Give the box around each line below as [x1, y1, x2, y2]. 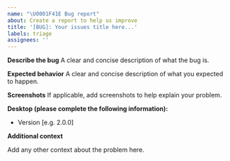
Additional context [7, 132, 64, 141]
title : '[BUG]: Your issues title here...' [7, 23, 138, 30]
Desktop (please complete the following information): [7, 105, 168, 113]
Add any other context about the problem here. [7, 145, 145, 154]
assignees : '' [7, 37, 50, 44]
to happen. [7, 77, 39, 85]
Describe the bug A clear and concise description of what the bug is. [7, 56, 209, 64]
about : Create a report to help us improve [7, 17, 138, 24]
